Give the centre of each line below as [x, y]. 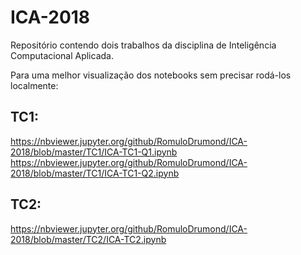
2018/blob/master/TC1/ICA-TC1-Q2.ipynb [95, 173]
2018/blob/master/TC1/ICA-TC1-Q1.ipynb [94, 152]
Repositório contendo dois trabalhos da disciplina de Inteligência [143, 45]
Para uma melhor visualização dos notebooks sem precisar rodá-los [151, 75]
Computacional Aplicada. [62, 55]
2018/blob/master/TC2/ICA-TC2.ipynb [88, 239]
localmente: [34, 85]
